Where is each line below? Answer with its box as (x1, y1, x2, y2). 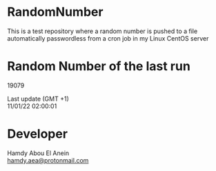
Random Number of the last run (7, 59, 191, 74)
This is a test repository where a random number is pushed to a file (7, 27, 198, 35)
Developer (7, 126, 68, 142)
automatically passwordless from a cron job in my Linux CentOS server (7, 34, 209, 42)
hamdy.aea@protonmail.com (7, 156, 89, 164)
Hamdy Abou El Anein (7, 149, 70, 157)
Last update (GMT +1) (7, 94, 69, 103)
